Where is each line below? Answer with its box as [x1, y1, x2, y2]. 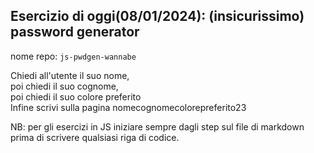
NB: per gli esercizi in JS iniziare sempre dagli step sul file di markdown [10, 120, 305, 133]
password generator [10, 24, 140, 41]
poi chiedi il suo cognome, [10, 80, 119, 92]
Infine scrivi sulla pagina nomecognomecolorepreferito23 [10, 101, 247, 113]
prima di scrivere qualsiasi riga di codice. [10, 131, 180, 143]
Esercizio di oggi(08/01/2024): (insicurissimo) [10, 8, 305, 25]
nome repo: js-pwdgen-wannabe [10, 50, 137, 62]
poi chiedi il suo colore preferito [10, 90, 142, 103]
